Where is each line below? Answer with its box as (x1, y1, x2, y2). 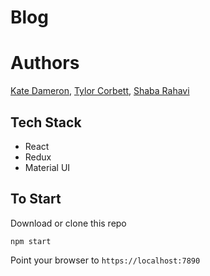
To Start (10, 191, 62, 208)
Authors (10, 52, 80, 75)
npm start (10, 236, 52, 246)
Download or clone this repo (10, 217, 127, 229)
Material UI (24, 161, 71, 173)
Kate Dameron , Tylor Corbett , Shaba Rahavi (10, 85, 190, 97)
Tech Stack (10, 114, 82, 131)
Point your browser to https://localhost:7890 (10, 254, 201, 266)
